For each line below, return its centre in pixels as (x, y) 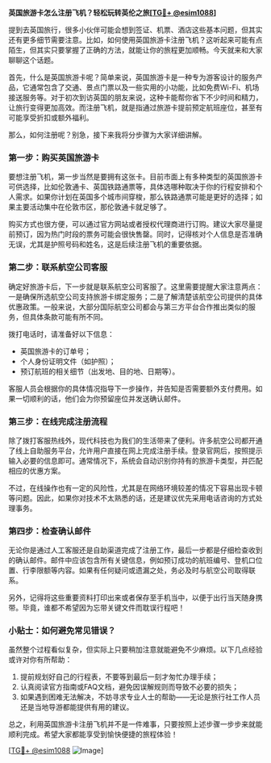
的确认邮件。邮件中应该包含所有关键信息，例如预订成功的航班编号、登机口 (132, 560)
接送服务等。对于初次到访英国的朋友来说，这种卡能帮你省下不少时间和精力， (135, 97)
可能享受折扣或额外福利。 (51, 117)
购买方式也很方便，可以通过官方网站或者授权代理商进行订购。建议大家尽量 (132, 224)
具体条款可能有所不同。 (68, 317)
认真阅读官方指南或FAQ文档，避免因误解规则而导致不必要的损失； (129, 687)
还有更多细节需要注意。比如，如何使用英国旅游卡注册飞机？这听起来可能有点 (135, 40)
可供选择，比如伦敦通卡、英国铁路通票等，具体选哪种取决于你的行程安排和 (132, 187)
